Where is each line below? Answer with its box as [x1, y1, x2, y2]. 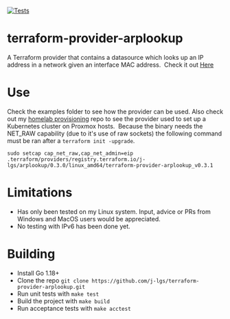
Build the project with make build [16, 296, 110, 305]
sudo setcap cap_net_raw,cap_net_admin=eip [7, 150, 134, 157]
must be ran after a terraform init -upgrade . [7, 136, 135, 144]
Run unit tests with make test [16, 289, 100, 298]
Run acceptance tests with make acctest [16, 304, 132, 312]
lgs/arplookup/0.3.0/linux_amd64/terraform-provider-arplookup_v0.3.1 [7, 162, 214, 168]
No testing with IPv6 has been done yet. [16, 222, 130, 230]
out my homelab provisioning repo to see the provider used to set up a [7, 114, 206, 123]
